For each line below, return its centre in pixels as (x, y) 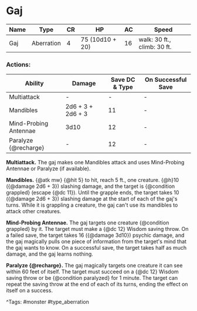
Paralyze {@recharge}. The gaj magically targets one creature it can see (94, 266)
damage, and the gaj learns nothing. (50, 254)
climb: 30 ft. (155, 47)
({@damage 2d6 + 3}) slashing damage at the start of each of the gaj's (92, 199)
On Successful (166, 80)
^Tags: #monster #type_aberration (47, 302)
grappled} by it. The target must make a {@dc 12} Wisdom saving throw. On (97, 229)
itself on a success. (29, 290)
